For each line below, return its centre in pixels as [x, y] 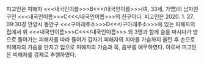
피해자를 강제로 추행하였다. [45, 55]
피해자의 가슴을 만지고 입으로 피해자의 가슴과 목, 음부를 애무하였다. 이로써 [93, 47]
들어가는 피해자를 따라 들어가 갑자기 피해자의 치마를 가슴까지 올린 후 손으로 [106, 39]
